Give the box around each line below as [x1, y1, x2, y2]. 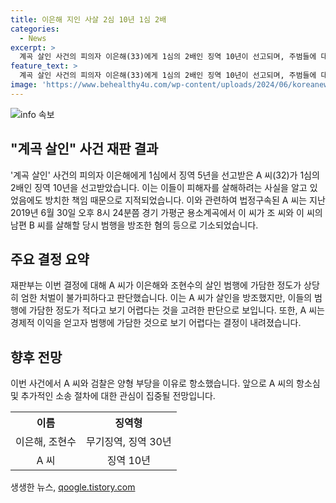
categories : [10, 24, 60, 34]
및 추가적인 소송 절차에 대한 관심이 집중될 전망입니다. [10, 390, 216, 402]
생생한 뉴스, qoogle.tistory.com [10, 481, 136, 493]
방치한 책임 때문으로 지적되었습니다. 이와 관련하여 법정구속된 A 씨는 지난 [44, 194, 326, 206]
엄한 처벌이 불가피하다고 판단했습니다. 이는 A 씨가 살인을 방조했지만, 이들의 [20, 292, 313, 304]
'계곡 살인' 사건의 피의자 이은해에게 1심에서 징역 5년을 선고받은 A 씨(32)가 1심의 [10, 169, 320, 181]
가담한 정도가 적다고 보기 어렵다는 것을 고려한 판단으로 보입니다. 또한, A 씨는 [28, 304, 325, 316]
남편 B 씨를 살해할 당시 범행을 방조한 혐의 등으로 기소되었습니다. [10, 219, 259, 231]
